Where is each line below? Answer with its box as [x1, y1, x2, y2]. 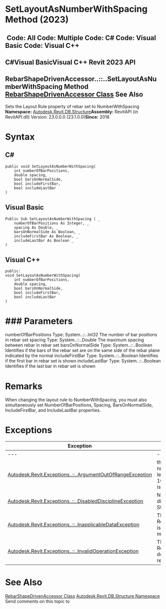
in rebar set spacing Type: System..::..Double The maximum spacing [5, 337, 144, 343]
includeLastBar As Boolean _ [14, 238, 74, 243]
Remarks [5, 380, 43, 392]
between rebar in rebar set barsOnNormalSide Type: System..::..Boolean [5, 342, 152, 348]
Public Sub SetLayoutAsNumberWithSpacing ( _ [5, 216, 100, 221]
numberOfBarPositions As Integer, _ [14, 221, 90, 226]
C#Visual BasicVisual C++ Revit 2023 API [5, 58, 136, 66]
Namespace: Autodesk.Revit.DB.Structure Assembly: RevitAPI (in [5, 109, 138, 115]
